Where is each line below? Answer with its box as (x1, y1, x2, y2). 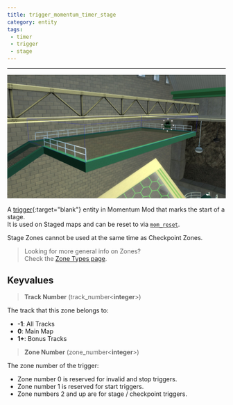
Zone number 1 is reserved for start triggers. (17, 383, 144, 391)
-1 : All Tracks (17, 320, 55, 328)
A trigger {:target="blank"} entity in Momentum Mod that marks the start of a (7, 205, 225, 214)
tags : (7, 26, 23, 33)
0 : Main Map (17, 327, 54, 335)
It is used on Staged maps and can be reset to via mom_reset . (7, 220, 180, 228)
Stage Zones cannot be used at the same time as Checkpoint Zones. (7, 233, 203, 241)
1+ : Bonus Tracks (17, 335, 67, 343)
